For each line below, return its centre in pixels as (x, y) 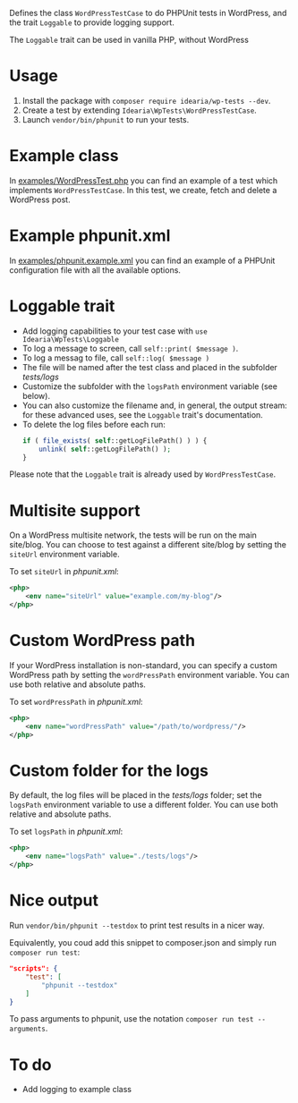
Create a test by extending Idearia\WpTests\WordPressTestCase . (139, 110)
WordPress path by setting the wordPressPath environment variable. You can (149, 675)
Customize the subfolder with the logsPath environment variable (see (149, 386)
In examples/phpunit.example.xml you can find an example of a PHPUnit (142, 260)
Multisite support (75, 510)
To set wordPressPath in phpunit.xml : (76, 701)
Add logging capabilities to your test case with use (115, 331)
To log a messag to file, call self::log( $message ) (116, 358)
